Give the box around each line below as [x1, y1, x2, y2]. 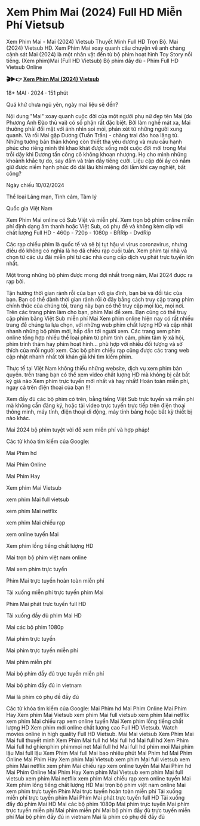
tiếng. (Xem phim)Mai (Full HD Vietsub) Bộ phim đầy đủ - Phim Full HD [6, 57, 179, 64]
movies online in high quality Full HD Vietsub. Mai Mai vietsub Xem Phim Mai [6, 730, 194, 737]
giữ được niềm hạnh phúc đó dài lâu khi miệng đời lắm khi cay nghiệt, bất [6, 163, 186, 170]
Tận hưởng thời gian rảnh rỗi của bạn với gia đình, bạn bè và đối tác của [6, 289, 183, 296]
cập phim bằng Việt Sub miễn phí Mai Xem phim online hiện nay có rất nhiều [6, 315, 194, 322]
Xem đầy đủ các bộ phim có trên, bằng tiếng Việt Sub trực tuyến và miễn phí [6, 395, 194, 402]
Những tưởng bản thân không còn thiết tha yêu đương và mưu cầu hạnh [6, 138, 182, 145]
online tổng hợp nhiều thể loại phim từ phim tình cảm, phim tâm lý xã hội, [6, 334, 185, 341]
